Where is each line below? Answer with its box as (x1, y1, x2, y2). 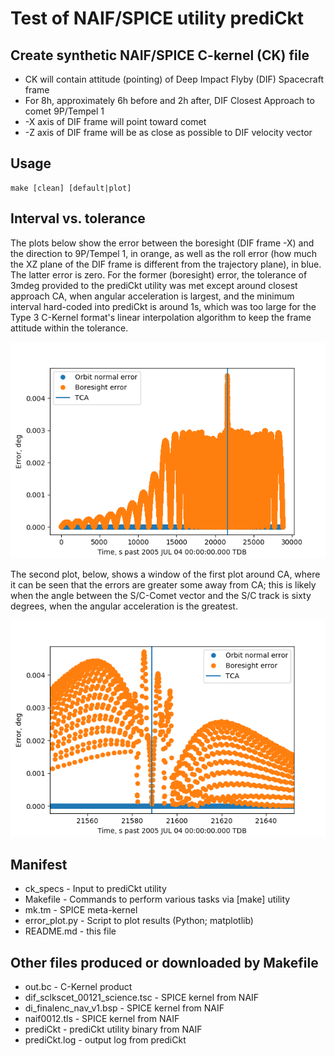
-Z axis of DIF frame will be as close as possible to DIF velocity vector (24, 127, 313, 138)
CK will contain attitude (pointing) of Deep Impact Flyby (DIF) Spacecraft (24, 73, 324, 85)
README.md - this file (24, 925, 117, 937)
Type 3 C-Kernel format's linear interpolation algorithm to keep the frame (10, 311, 312, 323)
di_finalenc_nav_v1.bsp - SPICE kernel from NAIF (24, 1002, 225, 1014)
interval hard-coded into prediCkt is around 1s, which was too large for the (10, 300, 317, 312)
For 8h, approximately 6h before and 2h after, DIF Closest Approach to (24, 95, 315, 106)
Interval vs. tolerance (10, 210, 146, 227)
